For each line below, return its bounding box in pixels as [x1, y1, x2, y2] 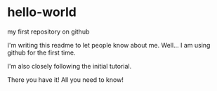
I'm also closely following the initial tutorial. [7, 62, 132, 70]
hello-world [7, 4, 77, 20]
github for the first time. [7, 48, 76, 57]
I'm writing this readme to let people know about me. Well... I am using [7, 41, 211, 49]
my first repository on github [7, 27, 90, 36]
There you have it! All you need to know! [7, 75, 124, 84]
